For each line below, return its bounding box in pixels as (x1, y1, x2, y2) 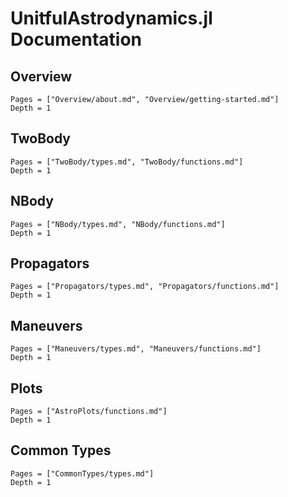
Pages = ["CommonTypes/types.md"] (10, 468, 155, 479)
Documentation (10, 28, 143, 51)
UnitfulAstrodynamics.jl (10, 7, 213, 30)
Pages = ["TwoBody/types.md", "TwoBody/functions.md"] (10, 157, 244, 167)
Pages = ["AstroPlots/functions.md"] (10, 407, 168, 417)
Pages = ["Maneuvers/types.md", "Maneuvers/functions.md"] (10, 344, 262, 354)
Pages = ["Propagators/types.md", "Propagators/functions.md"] (10, 282, 280, 292)
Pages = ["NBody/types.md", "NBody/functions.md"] (10, 219, 226, 229)
